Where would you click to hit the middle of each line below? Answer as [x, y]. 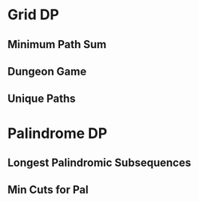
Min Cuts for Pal [48, 190]
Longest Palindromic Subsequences [99, 162]
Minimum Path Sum [57, 44]
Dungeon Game [47, 71]
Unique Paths [42, 99]
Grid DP [33, 15]
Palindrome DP [58, 133]
